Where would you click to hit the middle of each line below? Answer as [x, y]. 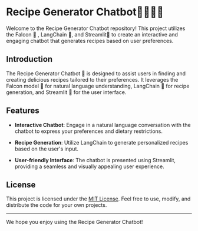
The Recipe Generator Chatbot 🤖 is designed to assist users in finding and [96, 73]
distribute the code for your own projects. [57, 205]
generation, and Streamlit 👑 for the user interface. [66, 92]
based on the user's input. [46, 149]
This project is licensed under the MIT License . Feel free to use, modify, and [98, 199]
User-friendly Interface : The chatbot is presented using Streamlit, [95, 160]
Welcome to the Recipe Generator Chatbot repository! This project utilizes [96, 28]
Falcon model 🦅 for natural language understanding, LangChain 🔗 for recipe [98, 86]
